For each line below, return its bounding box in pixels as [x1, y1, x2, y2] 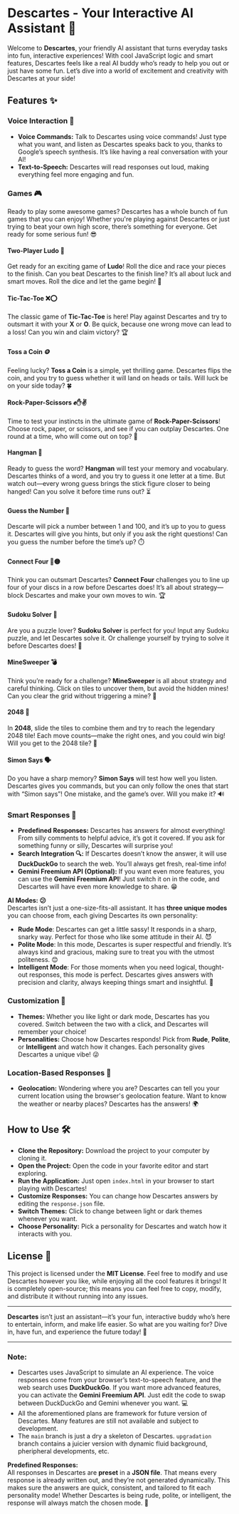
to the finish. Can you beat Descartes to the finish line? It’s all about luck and [7, 269, 231, 279]
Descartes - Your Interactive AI [7, 5, 194, 21]
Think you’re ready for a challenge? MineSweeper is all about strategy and [7, 676, 227, 685]
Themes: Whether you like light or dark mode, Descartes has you [17, 1012, 210, 1020]
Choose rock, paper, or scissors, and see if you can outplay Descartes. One [7, 424, 229, 432]
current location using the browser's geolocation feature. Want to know [17, 1092, 227, 1100]
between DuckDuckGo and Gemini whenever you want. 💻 [17, 1399, 188, 1407]
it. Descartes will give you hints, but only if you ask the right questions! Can [7, 529, 228, 539]
